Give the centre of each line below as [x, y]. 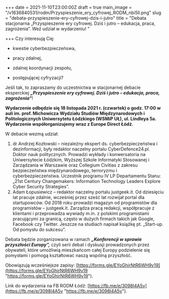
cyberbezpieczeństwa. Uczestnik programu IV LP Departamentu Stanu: [87, 176]
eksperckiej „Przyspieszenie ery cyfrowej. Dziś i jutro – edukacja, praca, [82, 93]
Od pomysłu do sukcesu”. [39, 230]
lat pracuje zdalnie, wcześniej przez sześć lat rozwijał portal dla [78, 197]
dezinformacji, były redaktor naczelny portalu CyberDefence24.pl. [81, 149]
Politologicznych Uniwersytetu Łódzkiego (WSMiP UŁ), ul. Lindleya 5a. [81, 119]
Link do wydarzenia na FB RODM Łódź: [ [47, 286]
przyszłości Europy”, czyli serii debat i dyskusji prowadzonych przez [77, 245]
